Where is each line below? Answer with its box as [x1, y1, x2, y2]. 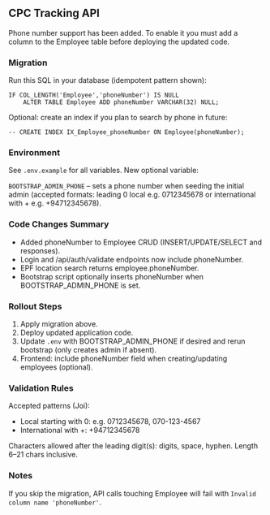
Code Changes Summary [8, 219, 109, 230]
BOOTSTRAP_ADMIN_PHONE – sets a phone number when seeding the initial [8, 181, 245, 191]
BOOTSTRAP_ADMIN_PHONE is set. [19, 280, 141, 290]
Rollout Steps [8, 301, 62, 312]
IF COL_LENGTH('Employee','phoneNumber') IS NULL [8, 91, 180, 100]
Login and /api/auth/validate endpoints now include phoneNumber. [19, 254, 244, 264]
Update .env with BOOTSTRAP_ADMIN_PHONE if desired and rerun [19, 336, 246, 346]
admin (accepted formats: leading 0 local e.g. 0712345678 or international [8, 190, 256, 200]
